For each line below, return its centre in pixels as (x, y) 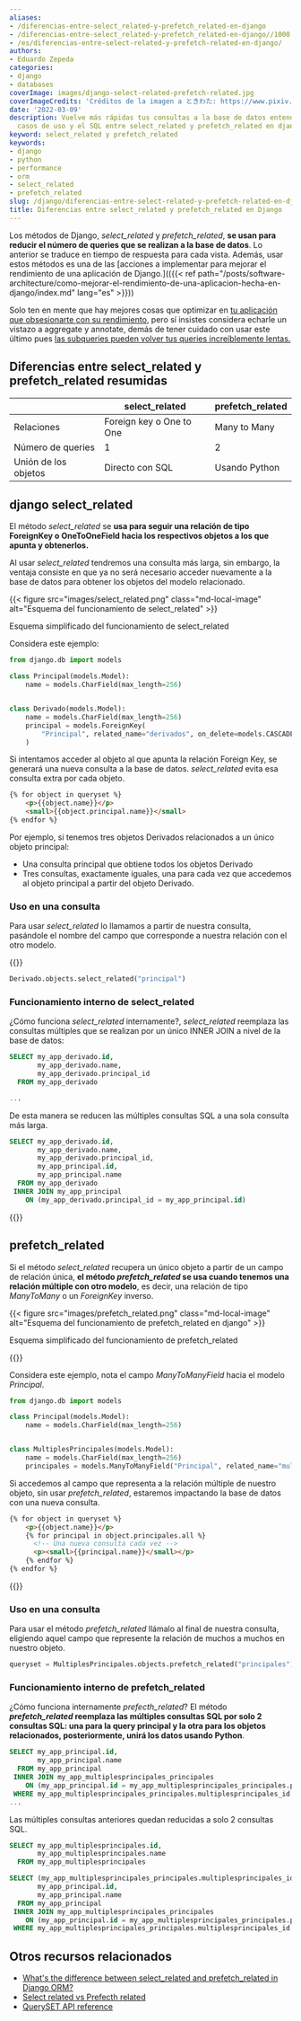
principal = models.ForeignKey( (86, 725)
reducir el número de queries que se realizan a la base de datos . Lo (136, 244)
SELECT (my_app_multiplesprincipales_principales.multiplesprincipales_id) (154, 1878)
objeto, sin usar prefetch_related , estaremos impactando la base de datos (146, 1493)
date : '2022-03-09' (46, 110)
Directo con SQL (139, 467)
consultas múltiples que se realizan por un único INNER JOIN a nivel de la (145, 1031)
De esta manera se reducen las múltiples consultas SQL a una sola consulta (149, 1116)
